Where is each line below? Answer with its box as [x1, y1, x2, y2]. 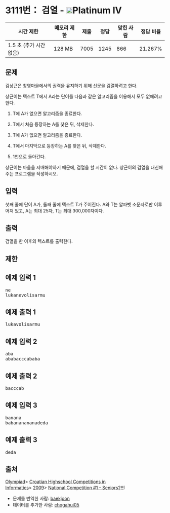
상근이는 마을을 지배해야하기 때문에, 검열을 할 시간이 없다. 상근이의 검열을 [5, 164, 150, 170]
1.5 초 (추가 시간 [8, 42, 46, 49]
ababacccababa [5, 356, 40, 362]
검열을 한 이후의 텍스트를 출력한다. [5, 238, 73, 244]
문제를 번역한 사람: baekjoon [12, 495, 70, 502]
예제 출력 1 [5, 308, 36, 316]
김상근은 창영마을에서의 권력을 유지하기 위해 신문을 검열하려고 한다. [5, 82, 138, 89]
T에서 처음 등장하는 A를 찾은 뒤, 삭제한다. [12, 121, 95, 127]
